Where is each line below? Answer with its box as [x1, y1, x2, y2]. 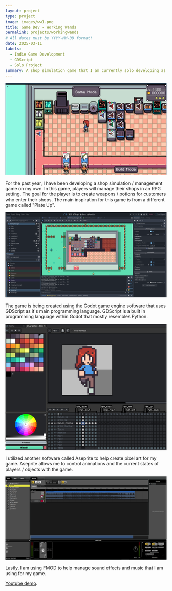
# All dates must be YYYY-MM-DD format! [5, 35, 93, 41]
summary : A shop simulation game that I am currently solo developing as [5, 68, 166, 73]
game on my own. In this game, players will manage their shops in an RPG [5, 185, 161, 191]
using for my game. [5, 570, 46, 577]
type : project [5, 13, 36, 19]
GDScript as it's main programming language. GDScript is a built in [5, 308, 146, 314]
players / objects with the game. [5, 466, 73, 472]
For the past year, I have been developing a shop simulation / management [5, 180, 163, 186]
